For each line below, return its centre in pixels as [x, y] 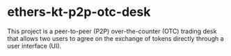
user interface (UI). [34, 46]
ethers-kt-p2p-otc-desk [79, 12]
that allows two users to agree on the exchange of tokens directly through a [115, 38]
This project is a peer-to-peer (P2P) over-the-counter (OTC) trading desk [112, 31]
